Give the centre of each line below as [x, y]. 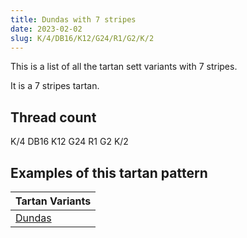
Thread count [53, 117]
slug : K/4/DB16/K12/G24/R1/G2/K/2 [82, 38]
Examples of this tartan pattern [109, 172]
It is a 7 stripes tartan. [55, 86]
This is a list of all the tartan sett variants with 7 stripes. [124, 67]
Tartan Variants [53, 201]
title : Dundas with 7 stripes [73, 19]
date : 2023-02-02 [46, 29]
